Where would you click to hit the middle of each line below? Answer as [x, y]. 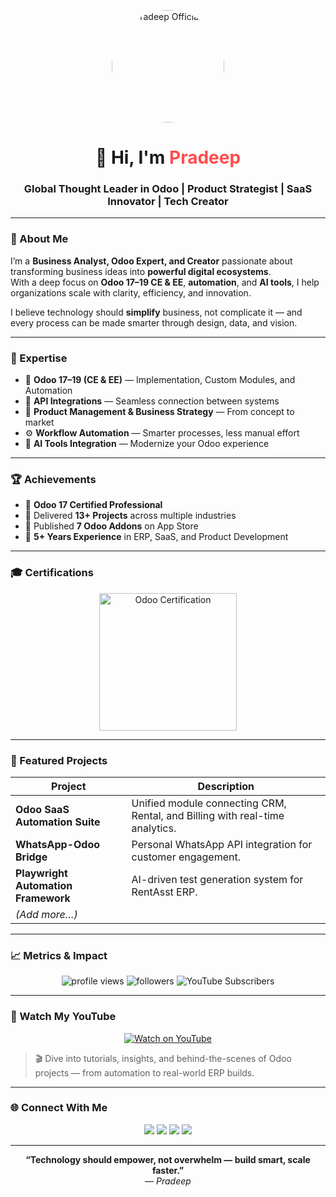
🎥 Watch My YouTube [63, 1017]
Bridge [31, 857]
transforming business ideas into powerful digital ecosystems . [141, 271]
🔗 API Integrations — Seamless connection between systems [152, 401]
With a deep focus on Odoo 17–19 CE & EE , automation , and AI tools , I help [165, 282]
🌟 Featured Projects [59, 760]
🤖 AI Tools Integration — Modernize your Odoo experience [147, 444]
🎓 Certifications [52, 573]
